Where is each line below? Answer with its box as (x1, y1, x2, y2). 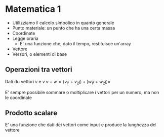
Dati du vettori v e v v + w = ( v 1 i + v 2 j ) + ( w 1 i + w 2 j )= (5, 78, 111, 86)
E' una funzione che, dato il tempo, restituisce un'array (19, 40, 131, 46)
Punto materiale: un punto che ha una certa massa (12, 25, 115, 31)
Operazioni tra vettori (5, 66, 73, 74)
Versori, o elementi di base (12, 51, 67, 57)
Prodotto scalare (5, 108, 58, 117)
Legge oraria (12, 35, 39, 41)
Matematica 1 (5, 3, 61, 15)
